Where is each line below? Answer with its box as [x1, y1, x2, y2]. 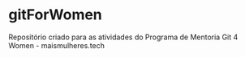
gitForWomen [8, 6, 103, 24]
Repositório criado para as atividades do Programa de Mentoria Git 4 [8, 32, 239, 42]
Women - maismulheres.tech [8, 40, 105, 50]
